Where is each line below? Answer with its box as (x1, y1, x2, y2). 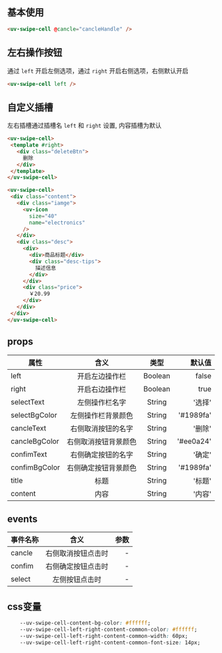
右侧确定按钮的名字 (70, 449, 134, 459)
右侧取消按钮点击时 (45, 548, 109, 558)
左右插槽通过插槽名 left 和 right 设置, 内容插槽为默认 (7, 121, 162, 130)
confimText (10, 449, 47, 459)
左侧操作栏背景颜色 (70, 410, 134, 420)
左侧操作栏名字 (77, 397, 127, 407)
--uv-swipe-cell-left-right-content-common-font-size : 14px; (19, 639, 200, 646)
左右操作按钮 (7, 47, 63, 59)
